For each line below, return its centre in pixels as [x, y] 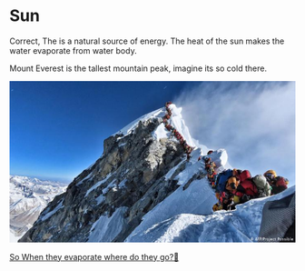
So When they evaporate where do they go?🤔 [94, 256]
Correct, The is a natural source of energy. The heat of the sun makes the [147, 41]
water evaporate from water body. [74, 50]
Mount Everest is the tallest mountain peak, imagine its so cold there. [138, 68]
